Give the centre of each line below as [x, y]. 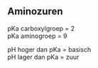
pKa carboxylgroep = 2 [41, 28]
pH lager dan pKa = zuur [43, 57]
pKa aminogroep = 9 [37, 36]
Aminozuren [35, 12]
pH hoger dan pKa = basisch [49, 49]
